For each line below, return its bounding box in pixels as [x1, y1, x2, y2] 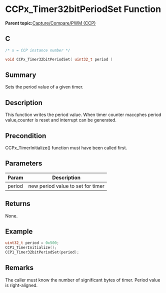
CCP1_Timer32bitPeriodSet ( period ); [5, 250, 79, 255]
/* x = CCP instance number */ [5, 47, 70, 53]
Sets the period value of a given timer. [5, 84, 83, 90]
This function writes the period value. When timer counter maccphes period [5, 111, 161, 118]
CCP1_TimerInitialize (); [5, 245, 57, 250]
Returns [5, 199, 31, 208]
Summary [5, 70, 36, 79]
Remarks [5, 263, 34, 272]
